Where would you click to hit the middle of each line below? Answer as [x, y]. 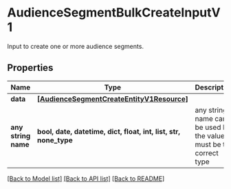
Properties [30, 68]
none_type [55, 140]
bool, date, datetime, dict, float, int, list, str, [109, 131]
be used [208, 127]
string [21, 135]
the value [210, 135]
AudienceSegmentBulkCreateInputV [114, 13]
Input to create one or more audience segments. [76, 46]
